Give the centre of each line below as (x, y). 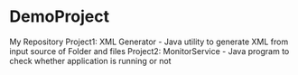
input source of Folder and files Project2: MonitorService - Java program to (149, 51)
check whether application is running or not (90, 61)
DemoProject (60, 17)
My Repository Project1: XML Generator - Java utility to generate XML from (149, 42)
